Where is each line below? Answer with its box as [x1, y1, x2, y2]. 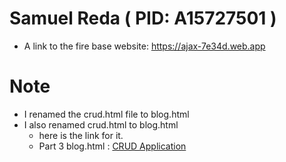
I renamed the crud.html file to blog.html [23, 108, 190, 120]
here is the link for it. [38, 129, 124, 141]
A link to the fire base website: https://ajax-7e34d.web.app [23, 40, 266, 52]
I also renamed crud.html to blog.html [23, 118, 179, 131]
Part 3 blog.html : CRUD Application [38, 140, 187, 152]
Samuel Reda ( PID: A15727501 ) [9, 7, 277, 30]
